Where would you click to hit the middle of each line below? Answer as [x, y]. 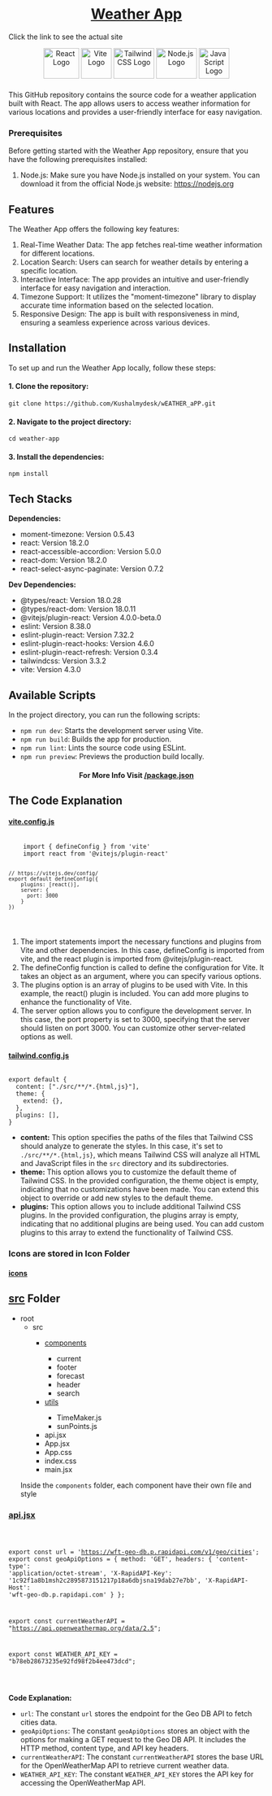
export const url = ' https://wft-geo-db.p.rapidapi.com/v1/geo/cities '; [134, 1552]
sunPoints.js [77, 1426]
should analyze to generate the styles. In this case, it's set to [121, 1146]
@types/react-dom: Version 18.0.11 [78, 609]
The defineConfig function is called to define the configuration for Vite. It [142, 968]
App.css [58, 1452]
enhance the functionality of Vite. [76, 1003]
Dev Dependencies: [43, 585]
